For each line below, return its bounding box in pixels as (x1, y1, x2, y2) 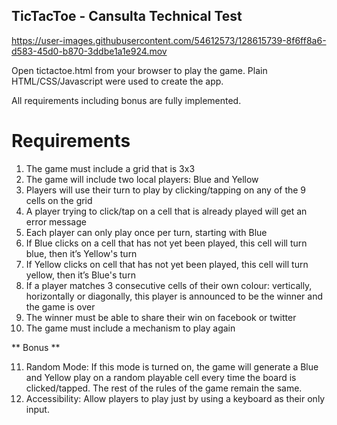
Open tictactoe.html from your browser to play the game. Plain (11, 64, 268, 76)
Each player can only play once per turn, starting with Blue (25, 226, 268, 238)
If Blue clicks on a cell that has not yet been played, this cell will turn (25, 237, 308, 249)
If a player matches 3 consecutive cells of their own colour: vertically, (25, 279, 313, 291)
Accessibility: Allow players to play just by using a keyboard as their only (25, 392, 326, 404)
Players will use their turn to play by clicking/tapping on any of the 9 (25, 184, 307, 196)
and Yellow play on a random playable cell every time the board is (25, 371, 297, 383)
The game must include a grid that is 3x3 (25, 162, 196, 174)
